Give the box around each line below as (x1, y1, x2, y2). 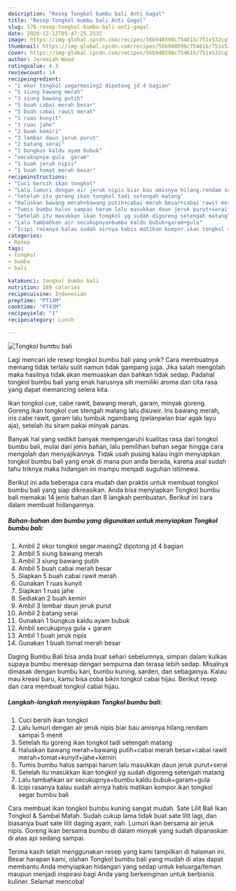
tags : (8, 245, 24, 253)
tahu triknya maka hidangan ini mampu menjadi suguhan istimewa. (8, 464, 200, 473)
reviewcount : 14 (8, 69, 55, 76)
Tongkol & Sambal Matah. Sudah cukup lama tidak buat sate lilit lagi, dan (8, 811, 217, 819)
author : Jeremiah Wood (8, 56, 74, 63)
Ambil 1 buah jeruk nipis (18, 631, 87, 639)
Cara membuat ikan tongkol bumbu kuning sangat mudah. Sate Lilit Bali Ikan (8, 804, 228, 812)
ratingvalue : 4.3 (8, 62, 59, 69)
